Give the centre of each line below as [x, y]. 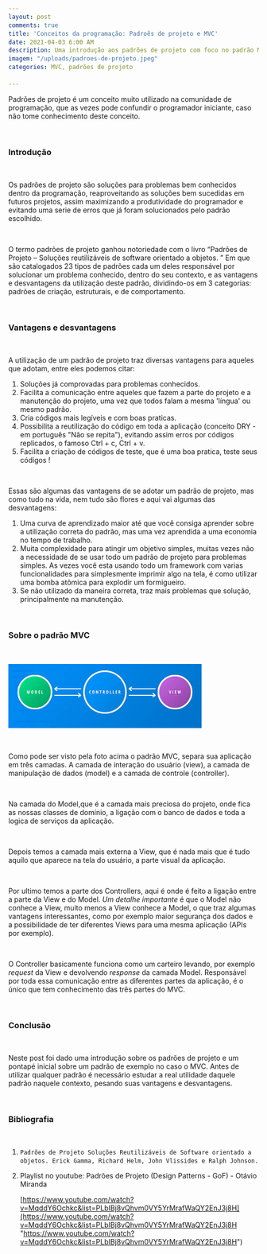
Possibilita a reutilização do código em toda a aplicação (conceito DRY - [138, 426]
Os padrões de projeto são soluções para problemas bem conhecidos [122, 185]
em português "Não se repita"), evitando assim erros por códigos [127, 435]
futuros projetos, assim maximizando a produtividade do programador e [126, 202]
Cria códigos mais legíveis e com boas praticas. [98, 418]
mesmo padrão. [45, 410]
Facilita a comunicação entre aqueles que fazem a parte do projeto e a [135, 393]
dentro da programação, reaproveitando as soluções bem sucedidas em [126, 193]
